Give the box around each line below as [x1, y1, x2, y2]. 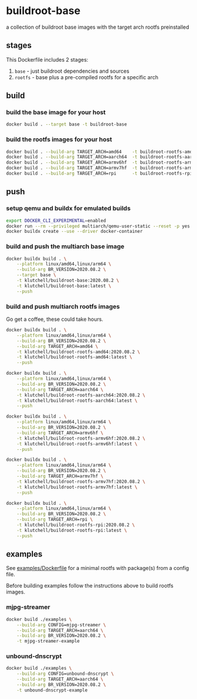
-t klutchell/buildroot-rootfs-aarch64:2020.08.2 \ [16, 392, 145, 398]
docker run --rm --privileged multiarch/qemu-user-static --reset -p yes [6, 223, 191, 229]
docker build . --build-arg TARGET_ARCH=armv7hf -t [6, 165, 138, 171]
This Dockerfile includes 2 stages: [6, 56, 89, 63]
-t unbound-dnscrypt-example [16, 687, 88, 693]
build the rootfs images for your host [6, 135, 113, 144]
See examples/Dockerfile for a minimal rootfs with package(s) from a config [6, 565, 189, 572]
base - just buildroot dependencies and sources [14, 67, 130, 74]
